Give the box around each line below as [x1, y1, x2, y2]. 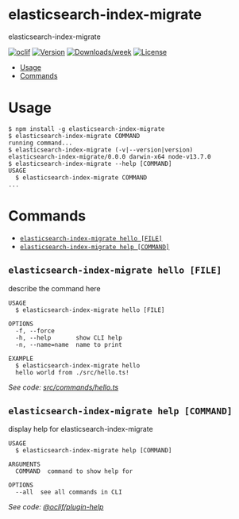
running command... [8, 139, 73, 147]
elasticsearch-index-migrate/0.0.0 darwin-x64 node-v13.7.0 [8, 152, 212, 160]
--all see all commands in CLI [15, 488, 123, 497]
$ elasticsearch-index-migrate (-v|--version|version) [8, 145, 194, 154]
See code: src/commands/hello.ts [8, 383, 119, 392]
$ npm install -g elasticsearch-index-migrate [8, 125, 165, 133]
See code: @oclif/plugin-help [8, 502, 104, 512]
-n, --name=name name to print [15, 340, 123, 348]
